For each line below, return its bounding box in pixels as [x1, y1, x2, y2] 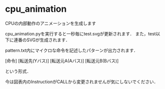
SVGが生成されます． [26, 37, 70, 43]
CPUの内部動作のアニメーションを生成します [5, 20, 97, 26]
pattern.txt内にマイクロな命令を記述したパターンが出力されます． [5, 47, 138, 53]
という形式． [5, 68, 31, 74]
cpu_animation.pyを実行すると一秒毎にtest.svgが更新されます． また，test [5, 30, 156, 36]
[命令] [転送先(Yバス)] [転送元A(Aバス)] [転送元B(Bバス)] [5, 58, 119, 63]
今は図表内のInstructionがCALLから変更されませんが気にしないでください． [5, 79, 159, 85]
